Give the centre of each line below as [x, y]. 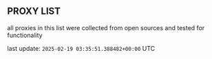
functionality [25, 35]
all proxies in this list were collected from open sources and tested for [106, 27]
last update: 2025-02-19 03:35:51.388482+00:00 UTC [81, 48]
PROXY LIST [34, 11]
